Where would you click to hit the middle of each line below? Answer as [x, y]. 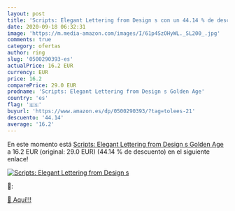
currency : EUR [28, 72]
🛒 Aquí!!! [20, 199]
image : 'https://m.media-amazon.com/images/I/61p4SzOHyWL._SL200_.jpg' [114, 33]
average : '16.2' [31, 124]
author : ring [26, 53]
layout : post [26, 14]
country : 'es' [28, 99]
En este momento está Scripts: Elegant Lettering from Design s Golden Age [115, 144]
